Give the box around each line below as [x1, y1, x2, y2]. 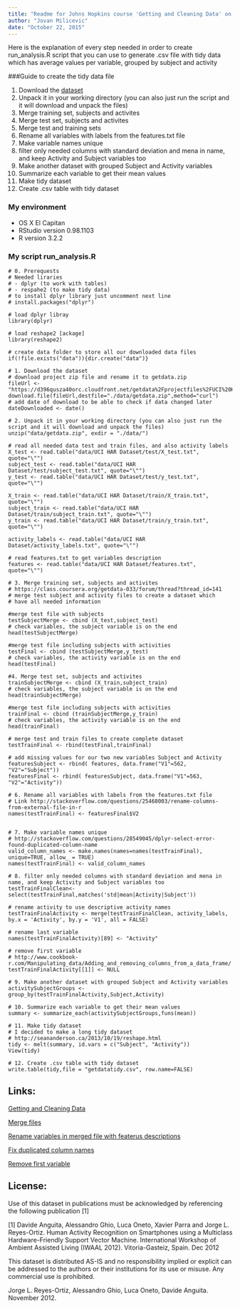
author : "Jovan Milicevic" [8, 17, 88, 24]
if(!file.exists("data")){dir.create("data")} [8, 354, 149, 362]
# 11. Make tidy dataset [8, 1022, 82, 1029]
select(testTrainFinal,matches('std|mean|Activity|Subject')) [8, 891, 197, 898]
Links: [8, 1085, 36, 1098]
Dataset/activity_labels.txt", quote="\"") [8, 542, 140, 549]
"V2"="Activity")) [8, 778, 63, 786]
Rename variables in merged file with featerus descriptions [8, 1131, 181, 1140]
